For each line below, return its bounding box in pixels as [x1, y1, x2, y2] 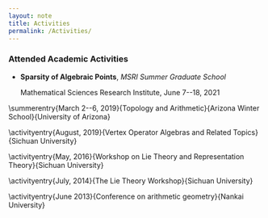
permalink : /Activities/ [8, 27, 92, 35]
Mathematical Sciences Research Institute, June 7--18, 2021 [19, 87, 220, 97]
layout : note [8, 11, 52, 20]
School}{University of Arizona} [8, 111, 111, 121]
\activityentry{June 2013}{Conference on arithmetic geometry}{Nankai [8, 191, 245, 201]
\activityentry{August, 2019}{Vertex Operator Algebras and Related [8, 127, 232, 137]
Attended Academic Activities [8, 53, 129, 65]
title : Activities [8, 19, 70, 27]
